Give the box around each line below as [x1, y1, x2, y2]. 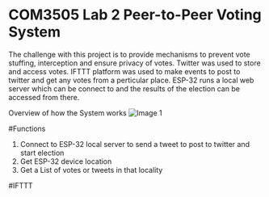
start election [19, 148, 65, 157]
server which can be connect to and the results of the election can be [8, 83, 241, 94]
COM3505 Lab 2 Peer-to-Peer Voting [8, 6, 263, 24]
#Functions [8, 124, 46, 133]
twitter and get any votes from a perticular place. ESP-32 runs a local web [8, 75, 254, 85]
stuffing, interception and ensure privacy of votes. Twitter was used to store [8, 58, 261, 68]
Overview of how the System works [8, 107, 128, 118]
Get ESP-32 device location [19, 156, 112, 166]
